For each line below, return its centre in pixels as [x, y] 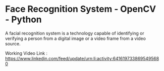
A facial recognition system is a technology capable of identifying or [75, 33]
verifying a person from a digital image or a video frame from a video [76, 38]
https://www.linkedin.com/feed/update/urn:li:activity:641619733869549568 [82, 58]
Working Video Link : [27, 53]
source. [13, 43]
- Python [24, 19]
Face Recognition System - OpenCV [81, 9]
